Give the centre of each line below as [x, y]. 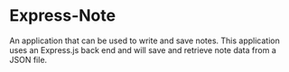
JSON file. [28, 59]
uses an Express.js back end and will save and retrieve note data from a [143, 49]
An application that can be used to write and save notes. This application [144, 40]
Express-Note [62, 16]
